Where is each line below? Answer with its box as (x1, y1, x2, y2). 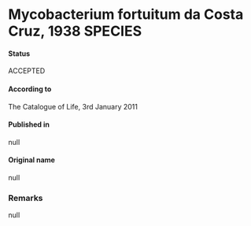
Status (8, 49, 31, 58)
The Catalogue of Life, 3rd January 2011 (8, 102, 138, 111)
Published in (8, 120, 50, 129)
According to (8, 84, 52, 94)
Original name (8, 155, 55, 165)
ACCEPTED (8, 66, 46, 76)
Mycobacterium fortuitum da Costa (8, 6, 244, 24)
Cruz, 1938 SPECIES (8, 22, 142, 40)
